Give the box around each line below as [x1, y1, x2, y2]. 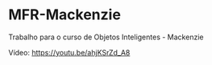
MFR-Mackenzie [8, 6, 121, 24]
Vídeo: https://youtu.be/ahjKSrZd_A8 [8, 47, 131, 57]
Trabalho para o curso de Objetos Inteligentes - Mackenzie [8, 32, 204, 42]
